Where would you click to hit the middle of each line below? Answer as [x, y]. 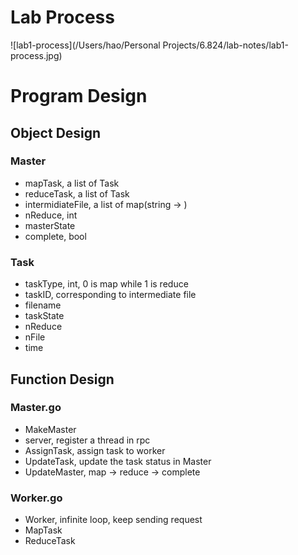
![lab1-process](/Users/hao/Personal [85, 45]
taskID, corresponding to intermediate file [110, 295]
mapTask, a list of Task [72, 183]
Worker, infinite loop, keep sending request [113, 520]
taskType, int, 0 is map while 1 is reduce [106, 284]
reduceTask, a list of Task [77, 193]
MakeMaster [50, 429]
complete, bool [55, 236]
